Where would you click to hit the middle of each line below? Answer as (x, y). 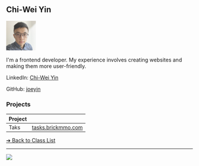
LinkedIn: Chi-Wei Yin (32, 77)
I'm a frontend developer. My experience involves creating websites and (94, 60)
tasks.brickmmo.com (57, 127)
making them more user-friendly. (46, 66)
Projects (18, 104)
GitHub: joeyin (23, 89)
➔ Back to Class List (31, 141)
